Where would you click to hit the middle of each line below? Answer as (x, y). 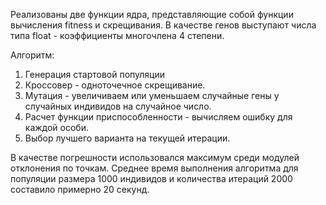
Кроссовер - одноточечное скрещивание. (115, 85)
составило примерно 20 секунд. (80, 189)
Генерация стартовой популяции (95, 74)
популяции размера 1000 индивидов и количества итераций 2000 (151, 178)
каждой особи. (56, 127)
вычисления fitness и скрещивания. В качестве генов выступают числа (163, 25)
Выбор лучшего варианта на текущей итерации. (127, 138)
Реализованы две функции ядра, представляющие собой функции (152, 14)
